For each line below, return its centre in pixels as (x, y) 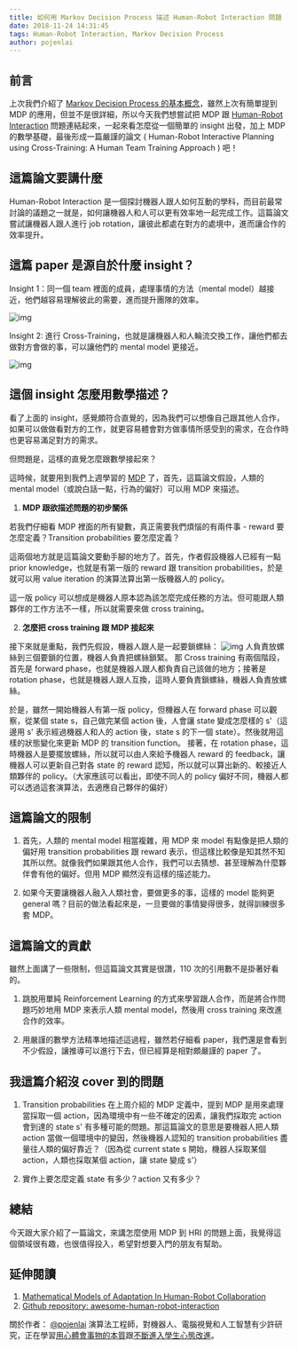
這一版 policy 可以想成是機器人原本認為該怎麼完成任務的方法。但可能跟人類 (147, 597)
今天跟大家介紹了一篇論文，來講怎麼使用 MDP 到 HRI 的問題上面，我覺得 (141, 1232)
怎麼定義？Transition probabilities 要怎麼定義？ (94, 537)
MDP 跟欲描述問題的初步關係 (75, 508)
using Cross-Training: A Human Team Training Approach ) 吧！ (124, 148)
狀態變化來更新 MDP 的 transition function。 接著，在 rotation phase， (153, 743)
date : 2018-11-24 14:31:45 (59, 26)
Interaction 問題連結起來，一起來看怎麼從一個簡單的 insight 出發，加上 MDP (147, 126)
